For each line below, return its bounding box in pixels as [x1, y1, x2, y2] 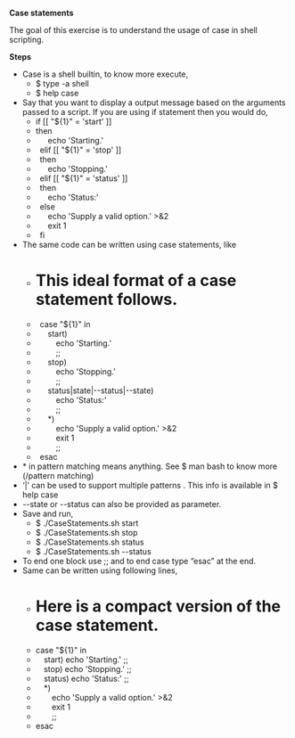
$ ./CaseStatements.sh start [35, 517, 139, 529]
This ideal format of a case [35, 271, 237, 291]
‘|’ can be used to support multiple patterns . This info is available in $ [21, 480, 279, 490]
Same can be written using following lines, [21, 565, 178, 576]
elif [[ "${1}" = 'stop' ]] [39, 144, 122, 155]
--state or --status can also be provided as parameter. [21, 498, 222, 509]
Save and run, [21, 508, 74, 519]
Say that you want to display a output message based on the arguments [21, 97, 287, 108]
